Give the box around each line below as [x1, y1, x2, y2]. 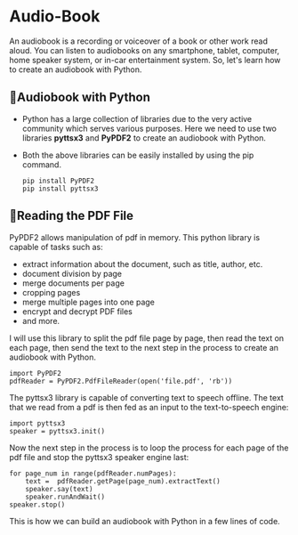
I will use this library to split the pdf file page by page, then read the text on [9, 332, 285, 344]
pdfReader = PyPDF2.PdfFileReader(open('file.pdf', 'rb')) [9, 377, 233, 385]
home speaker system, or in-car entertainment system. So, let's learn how [9, 54, 281, 65]
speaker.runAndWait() [25, 492, 105, 501]
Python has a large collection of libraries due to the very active [21, 113, 253, 124]
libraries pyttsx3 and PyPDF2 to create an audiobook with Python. [21, 132, 267, 143]
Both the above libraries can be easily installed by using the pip [21, 150, 254, 160]
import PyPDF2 [9, 369, 62, 377]
